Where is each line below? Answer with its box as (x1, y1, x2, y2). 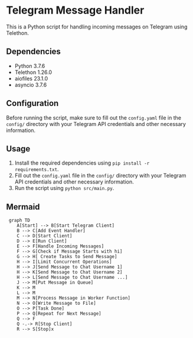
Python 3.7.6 (14, 62, 45, 69)
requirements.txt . (14, 166, 59, 173)
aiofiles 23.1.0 (14, 75, 48, 82)
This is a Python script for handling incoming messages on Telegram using (6, 23, 188, 30)
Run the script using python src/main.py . (14, 185, 115, 192)
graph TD (8, 217, 31, 224)
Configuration (6, 98, 59, 108)
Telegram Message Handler (6, 4, 145, 17)
